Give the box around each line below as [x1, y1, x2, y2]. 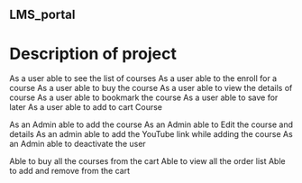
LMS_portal [9, 7, 76, 23]
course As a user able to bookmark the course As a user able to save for [9, 92, 279, 103]
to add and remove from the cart [9, 166, 131, 177]
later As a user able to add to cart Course [9, 102, 163, 113]
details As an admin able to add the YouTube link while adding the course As [9, 129, 293, 140]
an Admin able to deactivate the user [9, 139, 146, 150]
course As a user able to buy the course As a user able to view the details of [9, 83, 293, 94]
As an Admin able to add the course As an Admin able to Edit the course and [9, 119, 294, 130]
